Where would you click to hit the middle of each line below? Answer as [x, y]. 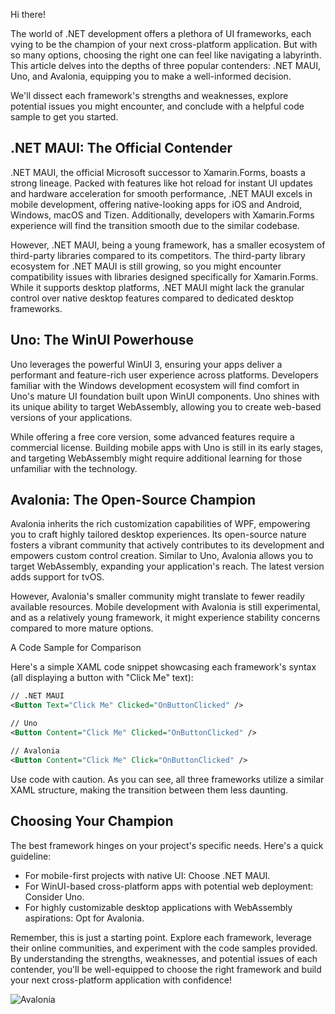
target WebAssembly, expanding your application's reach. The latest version [167, 566]
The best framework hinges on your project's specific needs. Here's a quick [167, 845]
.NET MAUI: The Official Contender [121, 148]
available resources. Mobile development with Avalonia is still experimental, [165, 607]
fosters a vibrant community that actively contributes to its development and [167, 545]
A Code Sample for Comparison [76, 648]
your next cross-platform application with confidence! [121, 980]
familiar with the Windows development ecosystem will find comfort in [155, 385]
